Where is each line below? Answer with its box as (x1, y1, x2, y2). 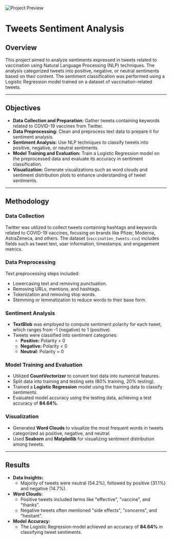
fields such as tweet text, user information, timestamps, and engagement (5, 240, 160, 246)
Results (5, 461, 30, 470)
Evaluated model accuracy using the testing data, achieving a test (12, 395, 152, 401)
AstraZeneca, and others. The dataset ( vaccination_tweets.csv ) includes (5, 235, 160, 241)
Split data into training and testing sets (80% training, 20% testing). (12, 378, 155, 384)
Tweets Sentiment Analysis (5, 23, 124, 34)
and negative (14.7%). (20, 485, 67, 491)
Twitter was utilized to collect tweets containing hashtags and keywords (5, 224, 157, 230)
